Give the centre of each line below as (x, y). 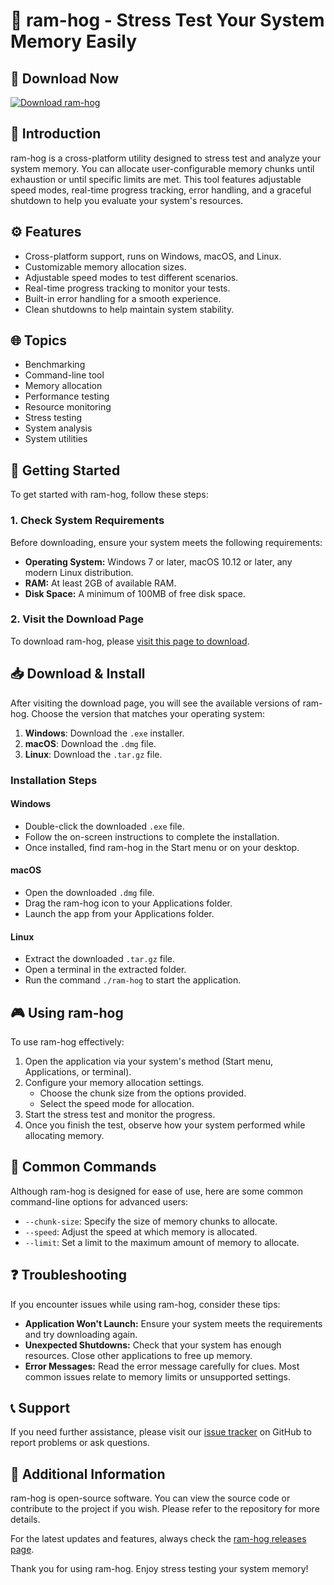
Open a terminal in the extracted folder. (105, 970)
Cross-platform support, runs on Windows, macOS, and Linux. (153, 256)
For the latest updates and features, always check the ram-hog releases (158, 1539)
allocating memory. (64, 1135)
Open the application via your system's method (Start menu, (149, 1061)
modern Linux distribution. (79, 572)
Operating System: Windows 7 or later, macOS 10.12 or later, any (158, 561)
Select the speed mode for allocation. (117, 1103)
